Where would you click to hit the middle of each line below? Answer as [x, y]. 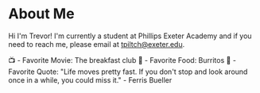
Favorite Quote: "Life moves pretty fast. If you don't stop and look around [128, 72]
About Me [41, 14]
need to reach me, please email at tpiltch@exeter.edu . [97, 44]
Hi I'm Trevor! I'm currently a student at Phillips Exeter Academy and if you [130, 36]
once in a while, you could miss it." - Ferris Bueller [90, 79]
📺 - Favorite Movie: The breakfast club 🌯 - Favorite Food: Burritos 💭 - [122, 60]
